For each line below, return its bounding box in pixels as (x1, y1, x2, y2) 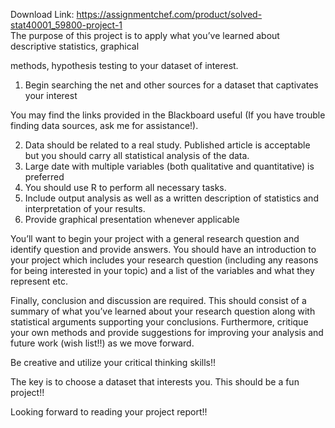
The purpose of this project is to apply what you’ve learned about (10, 30, 280, 41)
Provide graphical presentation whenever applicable (24, 214, 240, 225)
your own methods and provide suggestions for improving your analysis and (10, 327, 324, 338)
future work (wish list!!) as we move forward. (10, 337, 195, 349)
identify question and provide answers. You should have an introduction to (10, 244, 317, 255)
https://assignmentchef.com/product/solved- (76, 9, 263, 20)
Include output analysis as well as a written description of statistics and (24, 192, 319, 204)
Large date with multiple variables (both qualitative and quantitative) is (24, 160, 315, 172)
